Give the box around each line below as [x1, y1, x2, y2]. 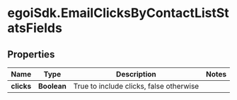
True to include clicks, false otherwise [73, 82, 200, 91]
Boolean [37, 82, 67, 91]
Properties [7, 48, 55, 60]
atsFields [7, 20, 62, 36]
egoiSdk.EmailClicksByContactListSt [7, 5, 230, 21]
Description [115, 70, 157, 79]
